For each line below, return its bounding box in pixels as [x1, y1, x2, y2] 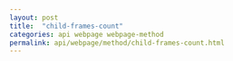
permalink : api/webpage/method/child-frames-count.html [9, 38, 225, 48]
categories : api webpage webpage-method [9, 30, 165, 39]
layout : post [9, 13, 59, 22]
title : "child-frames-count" [9, 22, 124, 30]
